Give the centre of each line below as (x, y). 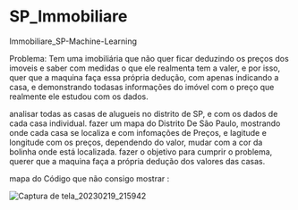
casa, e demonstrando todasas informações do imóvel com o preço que (142, 87)
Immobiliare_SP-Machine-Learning (73, 41)
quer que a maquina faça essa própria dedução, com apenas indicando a (144, 77)
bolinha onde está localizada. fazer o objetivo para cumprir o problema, (141, 151)
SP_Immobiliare (68, 17)
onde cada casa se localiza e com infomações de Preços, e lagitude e (138, 132)
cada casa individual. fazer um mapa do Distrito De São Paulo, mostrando (145, 123)
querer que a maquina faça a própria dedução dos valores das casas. (137, 161)
